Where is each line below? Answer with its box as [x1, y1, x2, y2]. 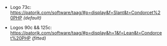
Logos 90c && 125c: [10, 24, 52, 30]
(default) [23, 15, 42, 20]
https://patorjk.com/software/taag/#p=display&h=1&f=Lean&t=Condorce [10, 30, 162, 35]
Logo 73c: [10, 4, 31, 10]
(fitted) [31, 35, 47, 41]
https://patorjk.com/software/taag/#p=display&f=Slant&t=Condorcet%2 [10, 9, 161, 15]
